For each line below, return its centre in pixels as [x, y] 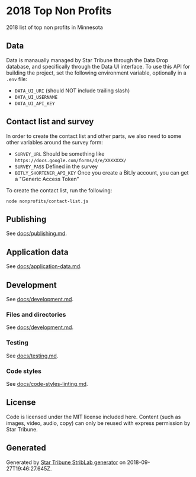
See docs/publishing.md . [36, 233]
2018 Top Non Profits [59, 11]
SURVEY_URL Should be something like [60, 154]
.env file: [17, 79]
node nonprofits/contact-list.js [47, 201]
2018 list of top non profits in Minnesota [55, 27]
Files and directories [36, 314]
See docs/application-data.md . [44, 266]
